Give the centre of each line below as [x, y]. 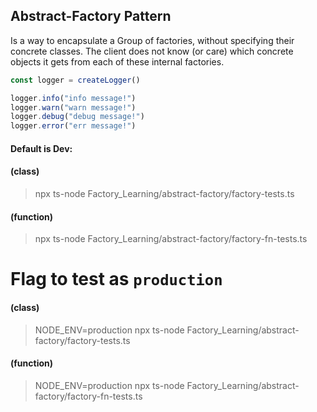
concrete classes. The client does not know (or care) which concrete [152, 51]
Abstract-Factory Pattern [91, 16]
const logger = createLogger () [75, 80]
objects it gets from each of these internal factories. [117, 61]
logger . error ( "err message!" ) [73, 126]
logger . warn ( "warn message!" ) [73, 107]
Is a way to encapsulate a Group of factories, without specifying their [152, 40]
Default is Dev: [41, 148]
